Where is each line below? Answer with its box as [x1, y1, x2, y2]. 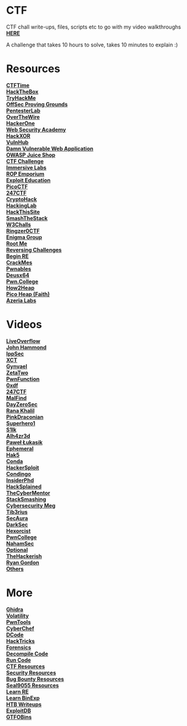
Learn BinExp [6, 694, 40, 702]
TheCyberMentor [6, 489, 51, 496]
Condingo [6, 470, 32, 477]
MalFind [6, 394, 27, 401]
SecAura [6, 515, 29, 522]
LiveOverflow [6, 337, 40, 344]
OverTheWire [6, 113, 40, 120]
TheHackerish [6, 552, 42, 560]
